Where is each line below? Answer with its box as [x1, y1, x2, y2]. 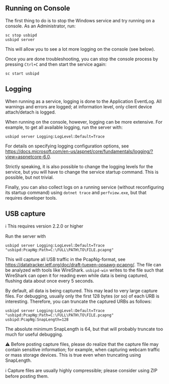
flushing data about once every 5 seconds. [5, 278, 94, 284]
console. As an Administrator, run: [5, 23, 76, 29]
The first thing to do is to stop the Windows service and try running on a [5, 17, 155, 23]
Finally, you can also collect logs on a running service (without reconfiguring [5, 184, 164, 190]
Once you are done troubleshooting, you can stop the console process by [5, 56, 158, 62]
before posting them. [5, 373, 49, 379]
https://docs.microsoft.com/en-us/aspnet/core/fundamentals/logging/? [5, 148, 153, 154]
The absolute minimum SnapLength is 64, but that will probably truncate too [5, 326, 163, 332]
